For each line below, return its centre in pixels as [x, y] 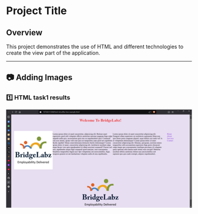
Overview [24, 33]
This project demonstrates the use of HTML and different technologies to [95, 46]
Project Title [37, 11]
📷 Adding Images [39, 78]
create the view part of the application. [53, 53]
